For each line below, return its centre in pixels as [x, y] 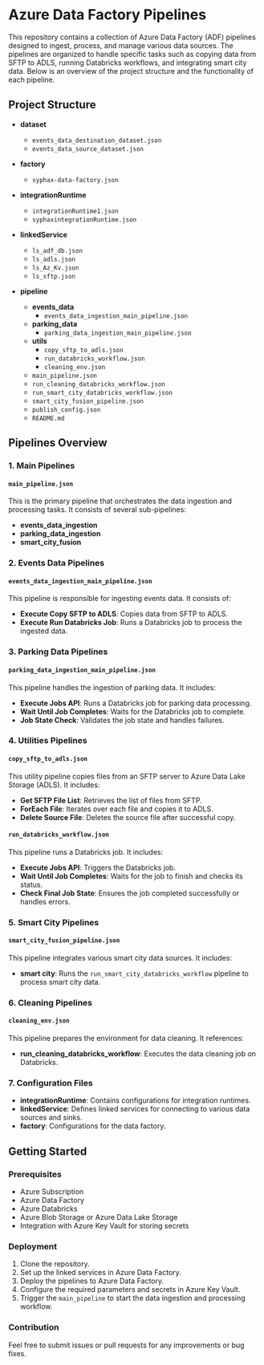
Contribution [34, 1327]
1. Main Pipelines [42, 465]
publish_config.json [66, 410]
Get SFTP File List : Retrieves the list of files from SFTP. [111, 800]
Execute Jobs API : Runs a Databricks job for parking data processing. [136, 703]
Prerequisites [35, 1174]
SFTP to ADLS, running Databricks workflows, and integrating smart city [128, 63]
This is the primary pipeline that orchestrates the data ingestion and [120, 501]
